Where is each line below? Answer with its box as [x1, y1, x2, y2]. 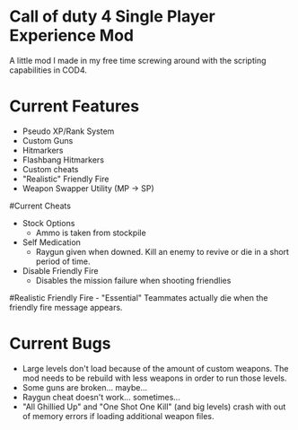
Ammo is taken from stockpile [35, 227, 146, 238]
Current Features [9, 96, 140, 117]
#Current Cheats [9, 200, 72, 211]
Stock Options [22, 217, 75, 228]
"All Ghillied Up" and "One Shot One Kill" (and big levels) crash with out [22, 401, 286, 412]
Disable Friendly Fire [22, 265, 99, 276]
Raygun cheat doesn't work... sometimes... [22, 391, 181, 402]
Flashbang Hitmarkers [22, 154, 105, 165]
